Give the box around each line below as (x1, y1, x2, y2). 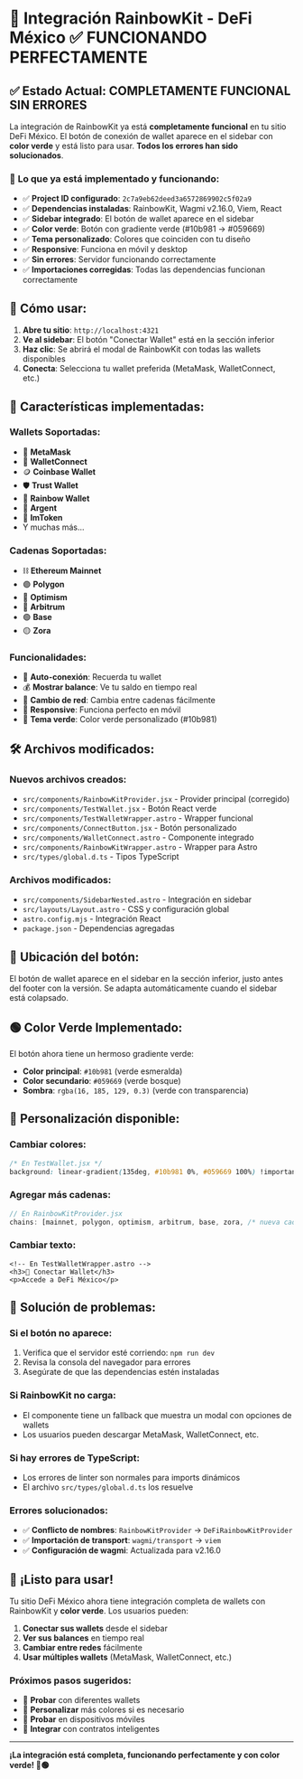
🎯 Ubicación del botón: (9, 949, 140, 965)
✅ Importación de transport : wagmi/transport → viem (22, 1535, 222, 1546)
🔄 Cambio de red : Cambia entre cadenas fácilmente (22, 695, 216, 706)
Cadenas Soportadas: (9, 544, 107, 557)
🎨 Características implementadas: (9, 399, 205, 414)
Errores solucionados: (9, 1504, 108, 1517)
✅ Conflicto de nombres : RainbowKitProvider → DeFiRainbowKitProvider (22, 1525, 293, 1536)
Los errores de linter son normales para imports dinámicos (22, 1473, 241, 1483)
